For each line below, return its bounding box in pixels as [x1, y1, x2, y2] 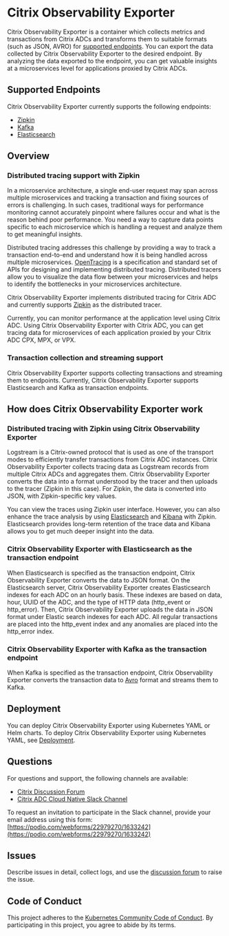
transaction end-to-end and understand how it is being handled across [7, 251, 208, 259]
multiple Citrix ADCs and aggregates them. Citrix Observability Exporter [7, 470, 210, 479]
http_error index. [7, 627, 54, 635]
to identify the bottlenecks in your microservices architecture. [7, 280, 182, 288]
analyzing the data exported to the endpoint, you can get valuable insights [7, 56, 218, 65]
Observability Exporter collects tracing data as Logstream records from [7, 463, 209, 471]
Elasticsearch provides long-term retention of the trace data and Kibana [7, 520, 211, 528]
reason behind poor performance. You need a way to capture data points [7, 215, 214, 224]
